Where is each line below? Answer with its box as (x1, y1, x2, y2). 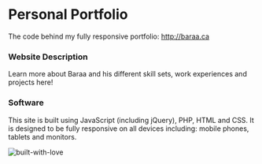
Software (8, 97, 45, 108)
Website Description (8, 51, 88, 62)
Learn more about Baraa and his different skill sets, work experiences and (8, 69, 248, 79)
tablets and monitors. (8, 132, 77, 141)
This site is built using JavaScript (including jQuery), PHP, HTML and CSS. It (8, 115, 254, 125)
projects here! (8, 77, 54, 88)
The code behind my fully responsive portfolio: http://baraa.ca (8, 32, 210, 41)
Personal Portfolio (8, 6, 128, 24)
